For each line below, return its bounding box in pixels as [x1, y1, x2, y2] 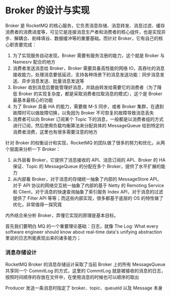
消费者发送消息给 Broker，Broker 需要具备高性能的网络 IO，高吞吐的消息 [12, 65, 165, 71]
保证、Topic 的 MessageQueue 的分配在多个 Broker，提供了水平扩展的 [12, 163, 161, 169]
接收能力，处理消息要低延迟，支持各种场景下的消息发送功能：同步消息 [12, 71, 160, 77]
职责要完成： [9, 41, 37, 47]
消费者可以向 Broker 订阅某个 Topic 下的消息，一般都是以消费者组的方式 [12, 116, 164, 122]
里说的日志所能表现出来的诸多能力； [5, 235, 81, 241]
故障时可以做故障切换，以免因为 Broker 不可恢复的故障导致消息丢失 [12, 110, 154, 116]
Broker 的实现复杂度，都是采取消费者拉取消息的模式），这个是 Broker [18, 90, 163, 97]
